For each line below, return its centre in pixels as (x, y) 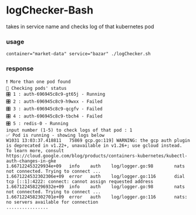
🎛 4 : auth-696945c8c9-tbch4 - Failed (54, 116)
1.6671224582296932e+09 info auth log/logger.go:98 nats (95, 187)
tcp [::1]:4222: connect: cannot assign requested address (80, 182)
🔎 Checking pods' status (36, 88)
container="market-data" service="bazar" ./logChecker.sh (78, 54)
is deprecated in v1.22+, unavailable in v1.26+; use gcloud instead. (94, 145)
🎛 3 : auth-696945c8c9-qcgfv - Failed (54, 109)
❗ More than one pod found (38, 82)
